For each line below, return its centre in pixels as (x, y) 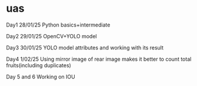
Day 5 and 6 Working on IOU (41, 77)
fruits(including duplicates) (39, 65)
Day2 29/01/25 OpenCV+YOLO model (51, 36)
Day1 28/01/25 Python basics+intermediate (58, 25)
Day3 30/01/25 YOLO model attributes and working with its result (85, 47)
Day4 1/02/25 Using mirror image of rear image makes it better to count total (99, 59)
